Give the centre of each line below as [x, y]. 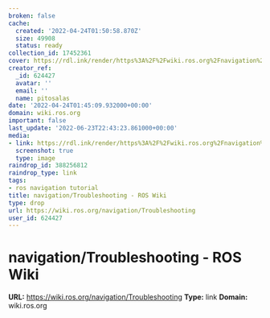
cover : [19, 61]
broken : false [32, 16]
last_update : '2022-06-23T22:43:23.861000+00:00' [93, 128]
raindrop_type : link [43, 173]
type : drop [27, 203]
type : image [36, 158]
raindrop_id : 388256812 [48, 166]
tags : [17, 181]
